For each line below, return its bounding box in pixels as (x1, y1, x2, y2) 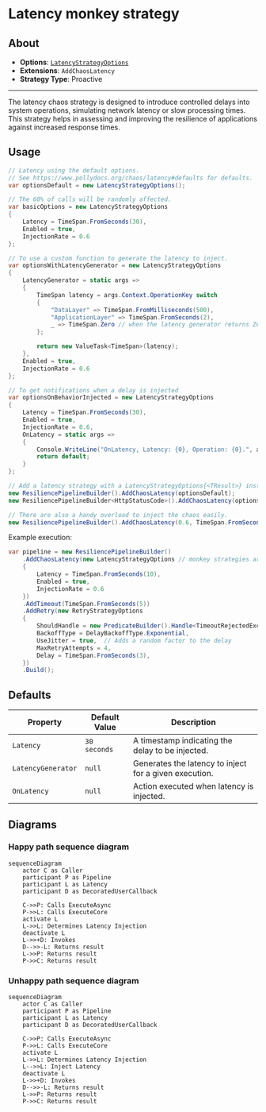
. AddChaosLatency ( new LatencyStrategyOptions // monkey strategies (22, 555, 249, 564)
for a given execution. (133, 768, 214, 779)
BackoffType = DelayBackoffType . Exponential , (36, 629, 190, 638)
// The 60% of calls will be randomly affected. (8, 195, 172, 203)
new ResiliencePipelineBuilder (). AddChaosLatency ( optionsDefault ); (8, 489, 236, 497)
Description (170, 716, 216, 728)
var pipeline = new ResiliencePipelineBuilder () (8, 548, 172, 556)
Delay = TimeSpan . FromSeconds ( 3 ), (36, 651, 150, 659)
